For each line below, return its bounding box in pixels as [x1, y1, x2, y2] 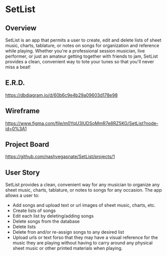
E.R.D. [5, 78, 25, 87]
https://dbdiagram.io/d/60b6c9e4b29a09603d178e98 [5, 92, 118, 98]
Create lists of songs [12, 207, 56, 214]
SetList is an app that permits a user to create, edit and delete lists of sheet [5, 37, 162, 43]
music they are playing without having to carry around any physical [12, 240, 153, 246]
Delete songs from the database [12, 219, 80, 225]
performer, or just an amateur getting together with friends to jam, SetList [5, 53, 158, 59]
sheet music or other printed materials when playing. [12, 245, 123, 251]
